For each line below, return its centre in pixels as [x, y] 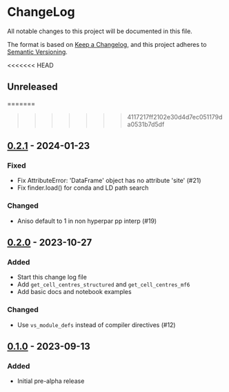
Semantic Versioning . [37, 52]
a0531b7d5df [146, 124]
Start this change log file [52, 277]
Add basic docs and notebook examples [74, 292]
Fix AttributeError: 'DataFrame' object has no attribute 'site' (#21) [109, 181]
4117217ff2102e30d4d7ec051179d [175, 117]
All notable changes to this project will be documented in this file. [100, 31]
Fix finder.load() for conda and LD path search [83, 188]
